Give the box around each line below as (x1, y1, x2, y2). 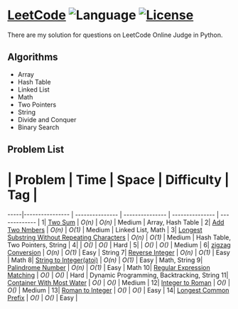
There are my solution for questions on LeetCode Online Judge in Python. (7, 31, 223, 39)
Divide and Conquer (17, 115, 77, 124)
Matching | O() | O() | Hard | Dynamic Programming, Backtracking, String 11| (7, 271, 229, 280)
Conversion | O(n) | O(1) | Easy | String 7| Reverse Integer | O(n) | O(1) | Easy (7, 249, 231, 257)
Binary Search (17, 123, 60, 131)
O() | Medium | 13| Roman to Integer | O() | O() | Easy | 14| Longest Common (7, 286, 229, 295)
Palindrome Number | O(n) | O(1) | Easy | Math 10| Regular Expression (7, 264, 211, 272)
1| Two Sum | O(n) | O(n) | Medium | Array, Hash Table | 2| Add (41, 218, 225, 227)
